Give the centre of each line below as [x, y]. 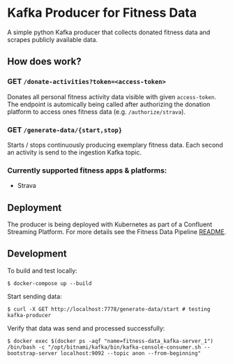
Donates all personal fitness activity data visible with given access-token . [112, 96]
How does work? [44, 62]
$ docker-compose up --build [50, 283]
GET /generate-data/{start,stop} [65, 129]
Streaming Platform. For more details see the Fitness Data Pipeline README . [117, 232]
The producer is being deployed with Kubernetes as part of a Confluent [110, 224]
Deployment [35, 208]
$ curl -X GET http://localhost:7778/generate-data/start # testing [109, 309]
